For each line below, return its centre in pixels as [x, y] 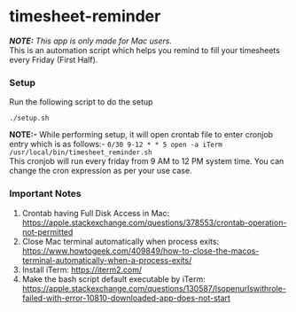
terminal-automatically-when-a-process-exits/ [107, 260]
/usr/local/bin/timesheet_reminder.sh [81, 152]
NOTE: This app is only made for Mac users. [91, 41]
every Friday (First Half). [54, 59]
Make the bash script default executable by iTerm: [113, 279]
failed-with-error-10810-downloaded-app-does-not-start [126, 298]
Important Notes [45, 194]
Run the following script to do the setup [81, 102]
